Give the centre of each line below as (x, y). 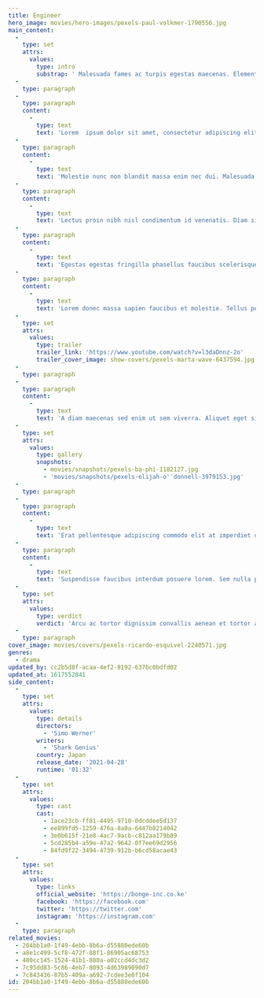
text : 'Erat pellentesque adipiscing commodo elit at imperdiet (144, 536)
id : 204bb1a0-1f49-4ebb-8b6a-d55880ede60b (79, 982)
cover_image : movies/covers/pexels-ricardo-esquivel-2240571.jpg (117, 646)
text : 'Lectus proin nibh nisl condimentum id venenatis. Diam (142, 221)
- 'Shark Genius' (71, 748)
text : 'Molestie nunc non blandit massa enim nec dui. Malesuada (146, 177)
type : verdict (59, 616)
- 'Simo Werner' (70, 733)
